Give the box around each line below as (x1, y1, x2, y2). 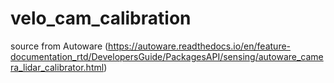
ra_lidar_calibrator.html (10, 61, 105, 73)
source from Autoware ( (10, 40, 109, 52)
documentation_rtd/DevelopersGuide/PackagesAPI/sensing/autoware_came (10, 50, 324, 62)
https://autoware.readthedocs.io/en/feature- (108, 40, 292, 52)
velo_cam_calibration (10, 7, 192, 30)
